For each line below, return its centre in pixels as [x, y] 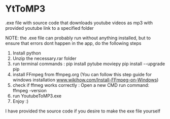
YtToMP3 [25, 9]
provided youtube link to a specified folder [49, 28]
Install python [27, 53]
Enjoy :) [21, 101]
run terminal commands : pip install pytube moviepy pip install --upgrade [89, 64]
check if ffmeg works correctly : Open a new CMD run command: [81, 85]
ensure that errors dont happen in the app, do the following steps [73, 43]
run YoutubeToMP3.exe [37, 96]
